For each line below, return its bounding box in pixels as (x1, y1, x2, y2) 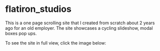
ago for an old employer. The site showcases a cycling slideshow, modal (5, 25, 153, 31)
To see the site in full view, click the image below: (5, 40, 106, 46)
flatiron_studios (5, 3, 72, 15)
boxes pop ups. (5, 30, 37, 36)
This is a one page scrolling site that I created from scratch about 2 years (5, 20, 155, 26)
